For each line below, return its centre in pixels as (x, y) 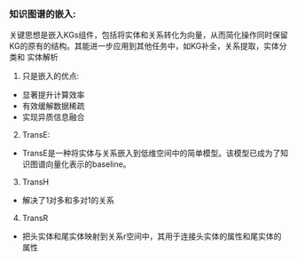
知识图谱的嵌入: (43, 13)
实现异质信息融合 (53, 117)
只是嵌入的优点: (51, 76)
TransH (35, 182)
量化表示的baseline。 (92, 164)
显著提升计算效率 (53, 95)
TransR (35, 218)
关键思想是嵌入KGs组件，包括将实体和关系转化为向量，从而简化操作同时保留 (148, 35)
